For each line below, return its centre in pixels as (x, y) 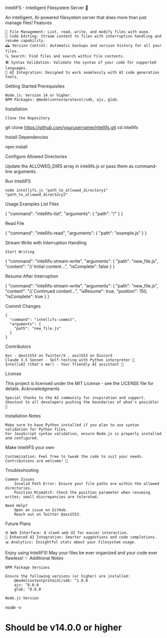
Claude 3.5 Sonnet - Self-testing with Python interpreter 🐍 (70, 360)
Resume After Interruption (32, 276)
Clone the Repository (28, 118)
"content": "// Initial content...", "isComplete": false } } (60, 266)
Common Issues (20, 479)
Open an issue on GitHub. (41, 510)
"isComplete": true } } (27, 296)
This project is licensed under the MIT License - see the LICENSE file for (79, 383)
